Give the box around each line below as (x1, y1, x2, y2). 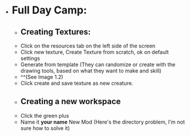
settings (20, 55, 40, 61)
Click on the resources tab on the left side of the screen (20, 42, 156, 49)
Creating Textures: (20, 27, 91, 37)
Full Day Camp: (11, 4, 87, 17)
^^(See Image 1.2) (20, 74, 63, 80)
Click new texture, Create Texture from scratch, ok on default (20, 49, 169, 56)
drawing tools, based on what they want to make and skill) (20, 67, 162, 74)
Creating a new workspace (20, 97, 121, 107)
